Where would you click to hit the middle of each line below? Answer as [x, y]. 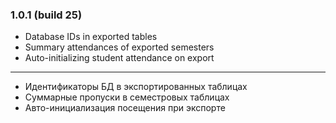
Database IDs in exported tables [91, 37]
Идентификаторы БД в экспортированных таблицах [136, 87]
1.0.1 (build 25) [46, 15]
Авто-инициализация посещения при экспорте [125, 108]
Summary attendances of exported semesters [119, 47]
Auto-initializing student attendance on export [119, 58]
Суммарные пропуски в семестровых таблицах [127, 97]
